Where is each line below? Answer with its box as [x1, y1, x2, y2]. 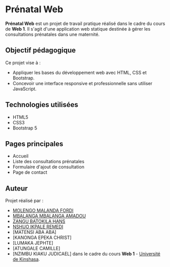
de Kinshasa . [12, 256, 40, 262]
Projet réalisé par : [5, 198, 44, 204]
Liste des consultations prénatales [12, 158, 85, 165]
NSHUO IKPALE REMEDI [12, 224, 63, 230]
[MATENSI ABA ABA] [12, 229, 57, 235]
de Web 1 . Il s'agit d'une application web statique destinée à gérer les [5, 25, 151, 32]
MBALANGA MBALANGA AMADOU [12, 213, 86, 219]
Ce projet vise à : [5, 60, 41, 66]
